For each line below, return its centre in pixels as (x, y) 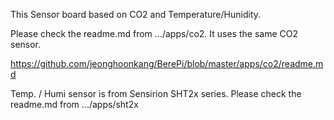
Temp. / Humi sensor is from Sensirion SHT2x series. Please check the (156, 93)
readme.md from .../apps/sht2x (74, 104)
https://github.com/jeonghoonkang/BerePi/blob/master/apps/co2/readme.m (167, 63)
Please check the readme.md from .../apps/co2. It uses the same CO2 (154, 33)
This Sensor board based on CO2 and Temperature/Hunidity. (136, 14)
